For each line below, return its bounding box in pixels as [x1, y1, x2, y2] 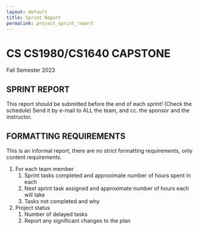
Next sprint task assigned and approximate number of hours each [24, 184, 189, 192]
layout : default [6, 9, 47, 15]
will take [24, 191, 46, 198]
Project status [15, 204, 51, 211]
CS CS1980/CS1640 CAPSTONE [6, 46, 171, 60]
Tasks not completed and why [24, 197, 100, 204]
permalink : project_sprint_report [6, 20, 94, 26]
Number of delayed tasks [24, 211, 88, 218]
